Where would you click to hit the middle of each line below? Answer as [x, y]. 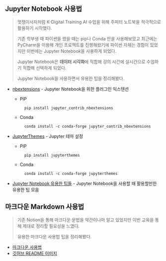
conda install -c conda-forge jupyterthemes [71, 174]
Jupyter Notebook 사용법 [44, 9]
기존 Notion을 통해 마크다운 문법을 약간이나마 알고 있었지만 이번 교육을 [85, 220]
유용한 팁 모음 [26, 189]
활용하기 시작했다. [34, 28]
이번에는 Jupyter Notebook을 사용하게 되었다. [71, 51]
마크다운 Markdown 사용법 [45, 207]
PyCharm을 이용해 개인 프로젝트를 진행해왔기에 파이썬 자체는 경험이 [83, 45]
